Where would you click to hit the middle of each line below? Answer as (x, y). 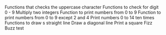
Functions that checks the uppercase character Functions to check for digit (82, 7)
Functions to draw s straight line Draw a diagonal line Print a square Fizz (79, 23)
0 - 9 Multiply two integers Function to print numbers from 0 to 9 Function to (83, 12)
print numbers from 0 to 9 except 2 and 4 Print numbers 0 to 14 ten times (80, 17)
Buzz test (14, 28)
